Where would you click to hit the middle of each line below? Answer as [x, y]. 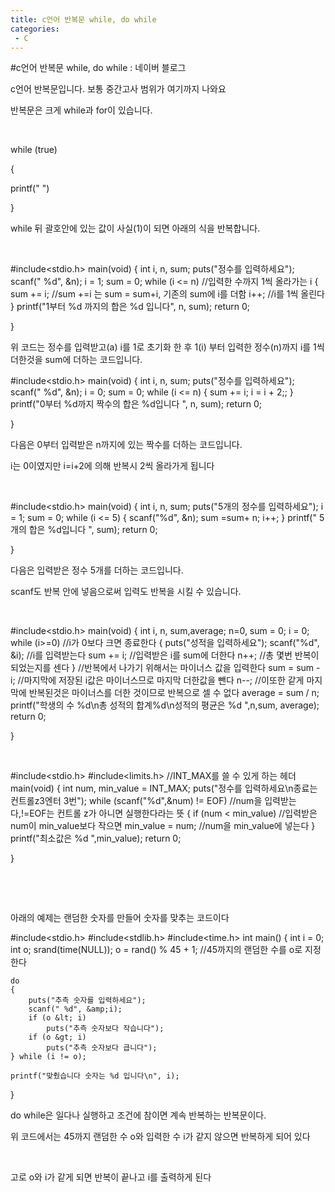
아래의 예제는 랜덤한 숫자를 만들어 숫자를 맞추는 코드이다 [120, 918]
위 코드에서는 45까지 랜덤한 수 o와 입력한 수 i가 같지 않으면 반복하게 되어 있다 [160, 1137]
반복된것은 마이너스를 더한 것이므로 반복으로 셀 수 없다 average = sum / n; [174, 693]
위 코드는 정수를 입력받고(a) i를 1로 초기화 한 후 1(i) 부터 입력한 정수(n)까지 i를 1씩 [167, 347]
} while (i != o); [48, 1057]
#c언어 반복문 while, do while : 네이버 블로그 [98, 68]
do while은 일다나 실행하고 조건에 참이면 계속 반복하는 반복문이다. [138, 1115]
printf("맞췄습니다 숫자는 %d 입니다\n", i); [95, 1076]
